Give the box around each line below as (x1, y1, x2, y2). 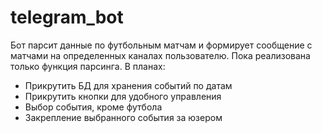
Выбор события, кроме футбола (24, 101, 163, 113)
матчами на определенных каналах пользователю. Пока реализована (10, 49, 311, 61)
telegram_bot (10, 6, 124, 29)
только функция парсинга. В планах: (10, 60, 166, 72)
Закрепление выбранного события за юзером (24, 111, 223, 123)
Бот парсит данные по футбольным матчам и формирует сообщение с (10, 39, 313, 51)
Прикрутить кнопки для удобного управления (24, 90, 222, 102)
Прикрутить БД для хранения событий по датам (24, 79, 233, 91)
